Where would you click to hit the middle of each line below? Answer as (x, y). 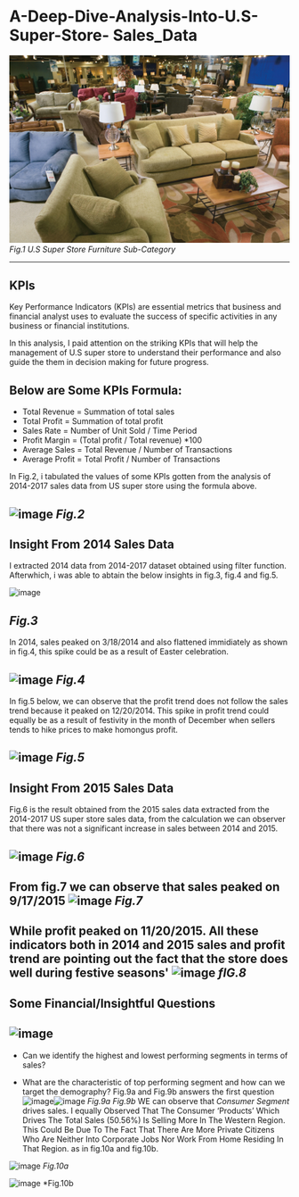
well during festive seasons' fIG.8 (128, 973)
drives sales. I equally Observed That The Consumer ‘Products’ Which (151, 1110)
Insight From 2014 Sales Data (92, 545)
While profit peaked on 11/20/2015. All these (134, 931)
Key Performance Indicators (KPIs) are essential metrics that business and (145, 307)
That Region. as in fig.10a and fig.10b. (90, 1148)
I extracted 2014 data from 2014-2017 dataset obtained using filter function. (148, 566)
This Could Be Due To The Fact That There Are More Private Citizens (148, 1129)
